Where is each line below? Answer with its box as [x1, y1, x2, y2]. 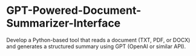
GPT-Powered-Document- [6, 4, 142, 17]
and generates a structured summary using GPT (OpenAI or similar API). [6, 43, 186, 50]
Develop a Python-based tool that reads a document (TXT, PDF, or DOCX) [6, 36, 191, 43]
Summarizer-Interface [6, 16, 121, 30]
